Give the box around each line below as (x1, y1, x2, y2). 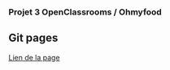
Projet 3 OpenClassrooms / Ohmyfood (8, 6, 163, 18)
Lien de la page (8, 52, 60, 62)
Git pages (8, 31, 59, 45)
